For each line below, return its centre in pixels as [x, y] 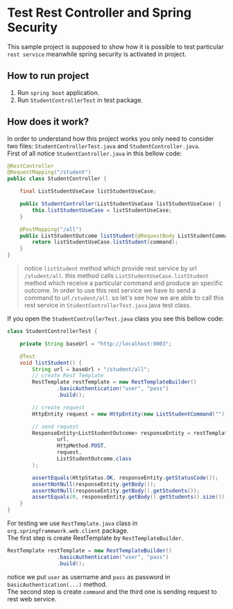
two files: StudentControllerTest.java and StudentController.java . [104, 146]
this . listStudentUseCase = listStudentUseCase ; [102, 210]
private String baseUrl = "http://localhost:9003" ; [96, 344]
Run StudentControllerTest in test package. [80, 100]
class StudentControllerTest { [52, 332]
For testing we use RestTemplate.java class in [72, 523]
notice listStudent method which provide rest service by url [111, 268]
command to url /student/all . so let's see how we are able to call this [124, 298]
